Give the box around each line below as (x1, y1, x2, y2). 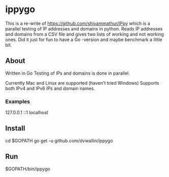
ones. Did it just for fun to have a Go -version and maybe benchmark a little (5, 37, 162, 43)
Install (5, 124, 25, 133)
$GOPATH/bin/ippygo (5, 166, 51, 172)
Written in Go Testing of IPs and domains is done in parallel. (5, 70, 130, 76)
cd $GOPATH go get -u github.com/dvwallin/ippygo (5, 137, 113, 144)
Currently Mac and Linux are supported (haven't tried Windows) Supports (5, 80, 159, 86)
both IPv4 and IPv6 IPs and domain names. (5, 85, 95, 91)
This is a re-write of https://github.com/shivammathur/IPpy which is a (5, 20, 151, 26)
